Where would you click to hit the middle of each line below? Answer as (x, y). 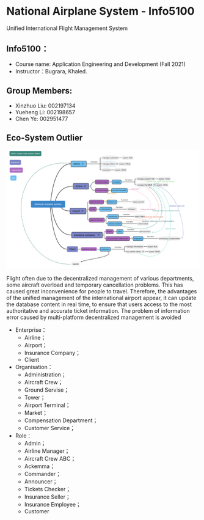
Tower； (35, 398)
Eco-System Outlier (45, 138)
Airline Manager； (47, 451)
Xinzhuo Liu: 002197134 (45, 106)
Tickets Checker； (48, 489)
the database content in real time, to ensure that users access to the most (99, 304)
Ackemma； (40, 466)
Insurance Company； (53, 353)
